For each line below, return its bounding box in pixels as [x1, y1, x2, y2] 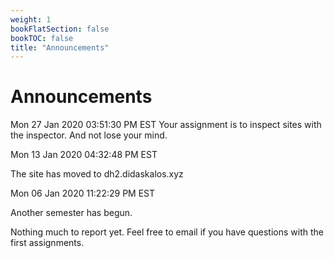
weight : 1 [10, 14, 52, 25]
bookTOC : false [10, 33, 74, 43]
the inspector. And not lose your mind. [10, 129, 168, 141]
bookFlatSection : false [10, 24, 110, 34]
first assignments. [10, 237, 85, 249]
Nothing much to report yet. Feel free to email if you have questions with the [10, 226, 324, 238]
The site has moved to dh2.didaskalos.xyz [10, 168, 184, 180]
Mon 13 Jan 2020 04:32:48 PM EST [10, 149, 158, 161]
